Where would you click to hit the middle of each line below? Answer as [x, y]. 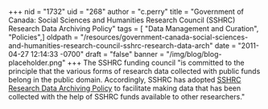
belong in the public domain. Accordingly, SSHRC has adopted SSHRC [125, 80]
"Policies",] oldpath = [43, 37]
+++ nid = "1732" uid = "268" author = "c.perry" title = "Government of [126, 12]
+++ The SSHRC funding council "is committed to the [156, 63]
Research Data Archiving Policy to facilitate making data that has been [125, 88]
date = [225, 46]
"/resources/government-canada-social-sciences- [164, 37]
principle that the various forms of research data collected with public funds [134, 71]
